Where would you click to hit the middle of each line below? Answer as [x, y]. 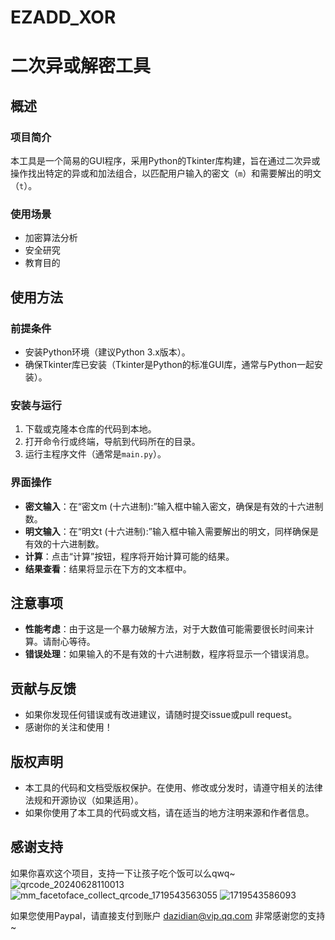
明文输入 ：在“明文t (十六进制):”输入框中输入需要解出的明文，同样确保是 [171, 531]
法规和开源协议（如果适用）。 [84, 800]
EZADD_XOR [63, 17]
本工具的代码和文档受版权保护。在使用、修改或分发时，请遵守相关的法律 [173, 788]
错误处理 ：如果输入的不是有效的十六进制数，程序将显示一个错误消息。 [169, 654]
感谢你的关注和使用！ [68, 727]
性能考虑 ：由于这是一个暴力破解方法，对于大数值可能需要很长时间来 [165, 629]
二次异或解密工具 [81, 66]
